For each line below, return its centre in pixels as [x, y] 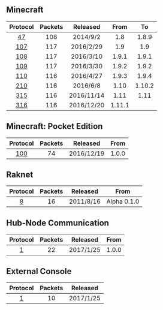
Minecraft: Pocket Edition [55, 126]
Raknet [20, 175]
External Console [39, 271]
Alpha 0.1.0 [123, 201]
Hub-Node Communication [58, 223]
